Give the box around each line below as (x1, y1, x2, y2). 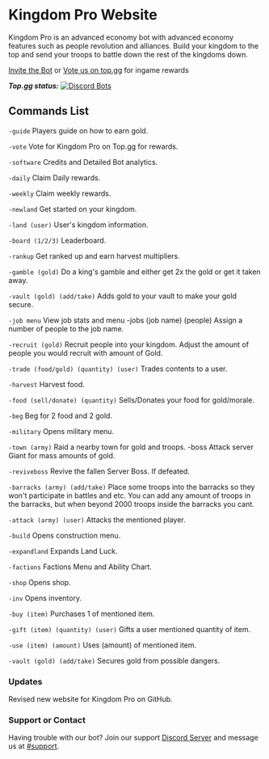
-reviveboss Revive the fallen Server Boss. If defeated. (8, 466, 190, 476)
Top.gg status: (8, 81, 59, 91)
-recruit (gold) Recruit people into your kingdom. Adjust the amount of (8, 339, 249, 349)
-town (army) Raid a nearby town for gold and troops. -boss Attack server (8, 442, 254, 452)
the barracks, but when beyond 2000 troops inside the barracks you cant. (8, 499, 254, 508)
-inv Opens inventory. (8, 592, 82, 603)
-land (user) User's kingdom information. (8, 220, 149, 230)
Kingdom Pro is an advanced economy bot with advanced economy (8, 32, 234, 42)
